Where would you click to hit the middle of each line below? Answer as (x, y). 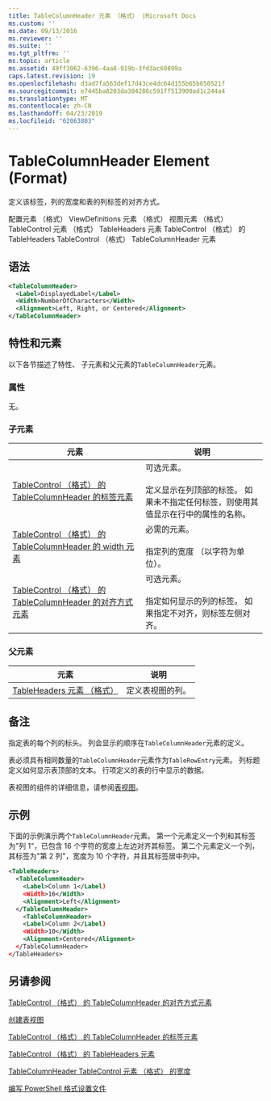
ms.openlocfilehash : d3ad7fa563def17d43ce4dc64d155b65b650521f (117, 83)
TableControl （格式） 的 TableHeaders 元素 (82, 1054)
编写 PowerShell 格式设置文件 (57, 1088)
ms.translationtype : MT (48, 99)
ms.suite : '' (30, 46)
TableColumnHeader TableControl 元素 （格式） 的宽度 (100, 1071)
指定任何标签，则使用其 (214, 502)
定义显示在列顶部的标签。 (194, 490)
